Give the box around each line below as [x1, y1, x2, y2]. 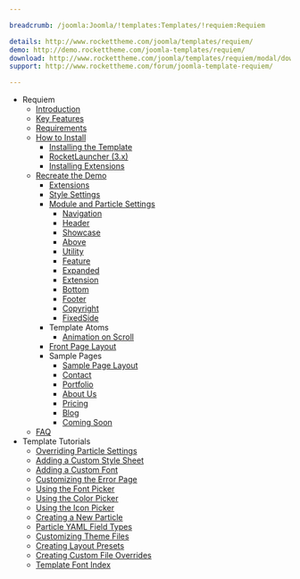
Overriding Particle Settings [35, 446, 137, 457]
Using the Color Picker [35, 493, 119, 504]
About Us [62, 389, 97, 399]
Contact [62, 370, 92, 381]
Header [62, 218, 90, 229]
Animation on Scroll [62, 331, 135, 342]
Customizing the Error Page [35, 474, 137, 485]
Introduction [35, 104, 81, 114]
